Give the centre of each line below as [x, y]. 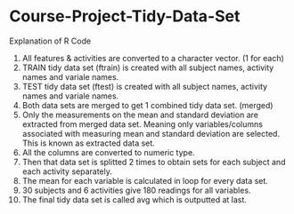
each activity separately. [67, 171]
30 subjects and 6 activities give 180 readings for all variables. [136, 190]
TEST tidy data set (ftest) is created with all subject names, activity [145, 86]
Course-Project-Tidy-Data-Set [125, 16]
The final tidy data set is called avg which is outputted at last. [135, 199]
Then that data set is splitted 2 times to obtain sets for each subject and [154, 162]
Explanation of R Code [50, 41]
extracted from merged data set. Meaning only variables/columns [142, 124]
